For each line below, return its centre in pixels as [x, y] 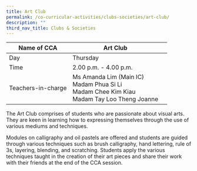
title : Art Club [26, 11]
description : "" [26, 22]
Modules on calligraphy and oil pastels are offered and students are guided [97, 138]
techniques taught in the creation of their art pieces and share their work [94, 156]
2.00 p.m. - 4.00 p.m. [103, 67]
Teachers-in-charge [38, 88]
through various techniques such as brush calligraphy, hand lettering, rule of [99, 144]
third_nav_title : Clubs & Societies [51, 28]
